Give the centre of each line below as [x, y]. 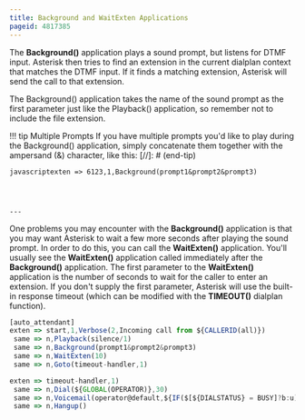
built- [283, 286]
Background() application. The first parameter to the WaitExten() [132, 267]
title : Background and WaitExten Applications [99, 18]
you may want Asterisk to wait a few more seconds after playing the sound [149, 238]
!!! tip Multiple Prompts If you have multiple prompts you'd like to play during [152, 135]
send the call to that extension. [67, 81]
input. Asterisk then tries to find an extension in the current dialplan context [150, 62]
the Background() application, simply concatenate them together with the [146, 145]
